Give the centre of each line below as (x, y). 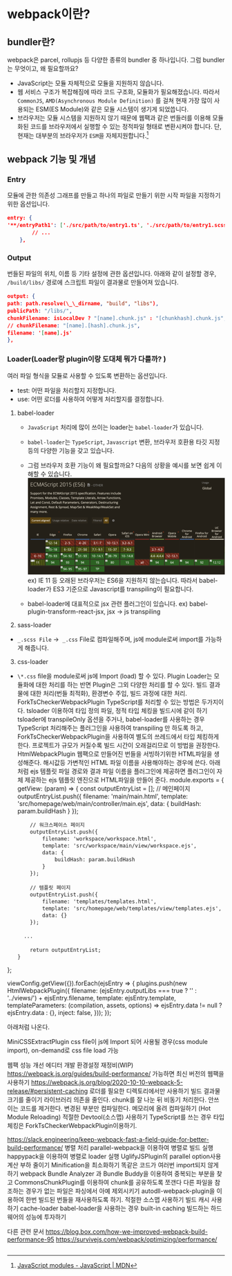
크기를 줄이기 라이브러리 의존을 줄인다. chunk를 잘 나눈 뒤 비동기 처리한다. (107, 1100)
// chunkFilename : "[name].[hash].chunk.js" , (74, 325)
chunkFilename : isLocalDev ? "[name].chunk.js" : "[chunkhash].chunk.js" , (117, 318)
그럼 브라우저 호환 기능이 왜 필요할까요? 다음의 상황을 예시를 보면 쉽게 (121, 465)
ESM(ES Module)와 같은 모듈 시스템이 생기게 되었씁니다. (112, 109)
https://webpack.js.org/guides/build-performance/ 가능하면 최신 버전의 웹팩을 (116, 1074)
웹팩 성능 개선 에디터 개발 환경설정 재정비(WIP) (70, 1065)
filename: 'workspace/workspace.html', (99, 839)
